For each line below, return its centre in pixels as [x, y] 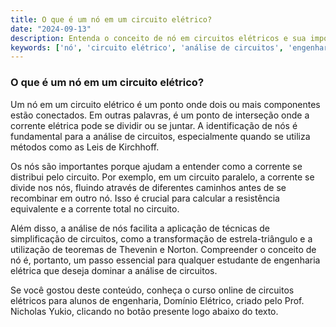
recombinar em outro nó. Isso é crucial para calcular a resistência [145, 198]
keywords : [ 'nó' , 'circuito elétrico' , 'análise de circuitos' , [147, 47]
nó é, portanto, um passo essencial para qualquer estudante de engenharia [165, 260]
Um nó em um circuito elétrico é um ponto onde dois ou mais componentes [165, 104]
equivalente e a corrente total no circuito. [95, 208]
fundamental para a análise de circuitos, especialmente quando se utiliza [160, 136]
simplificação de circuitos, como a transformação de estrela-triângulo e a [161, 238]
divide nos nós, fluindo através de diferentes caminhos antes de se [148, 187]
